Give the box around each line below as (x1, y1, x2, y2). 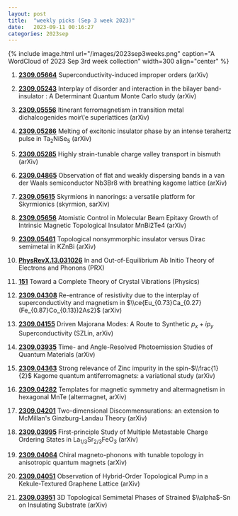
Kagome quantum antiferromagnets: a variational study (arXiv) (33, 371, 215, 379)
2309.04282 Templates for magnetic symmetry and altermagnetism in (18, 385, 225, 394)
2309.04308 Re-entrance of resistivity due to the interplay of (18, 291, 199, 299)
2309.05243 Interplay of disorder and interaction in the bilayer (18, 84, 203, 93)
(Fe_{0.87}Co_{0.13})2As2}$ (18, 306, 101, 315)
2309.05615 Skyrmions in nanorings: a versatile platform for (18, 193, 195, 201)
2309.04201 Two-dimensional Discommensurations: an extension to (18, 406, 220, 415)
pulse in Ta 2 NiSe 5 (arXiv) (18, 134, 92, 145)
